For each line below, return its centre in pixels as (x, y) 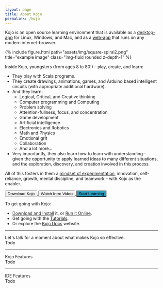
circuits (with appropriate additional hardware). (59, 87)
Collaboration (33, 144)
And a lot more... (36, 148)
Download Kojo (21, 194)
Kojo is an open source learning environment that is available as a (71, 33)
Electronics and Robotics (44, 128)
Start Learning (91, 194)
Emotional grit (33, 138)
